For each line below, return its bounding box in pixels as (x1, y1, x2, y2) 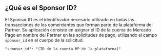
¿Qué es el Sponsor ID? (5, 4, 77, 12)
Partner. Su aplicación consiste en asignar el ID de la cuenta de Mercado (5, 27, 151, 33)
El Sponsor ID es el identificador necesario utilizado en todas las (5, 16, 134, 22)
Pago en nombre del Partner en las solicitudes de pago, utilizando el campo (5, 32, 157, 38)
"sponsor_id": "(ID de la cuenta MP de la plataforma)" (5, 46, 121, 51)
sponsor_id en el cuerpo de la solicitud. (5, 37, 84, 43)
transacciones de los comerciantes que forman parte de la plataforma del (5, 22, 153, 28)
